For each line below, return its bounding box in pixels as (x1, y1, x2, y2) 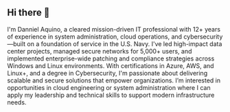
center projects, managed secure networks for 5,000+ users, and (7, 47, 192, 55)
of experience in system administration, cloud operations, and (7, 32, 183, 41)
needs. (7, 98, 27, 107)
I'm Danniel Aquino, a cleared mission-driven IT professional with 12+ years (7, 25, 221, 33)
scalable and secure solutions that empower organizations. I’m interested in (7, 76, 221, 85)
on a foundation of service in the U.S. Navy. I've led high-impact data (27, 39, 222, 48)
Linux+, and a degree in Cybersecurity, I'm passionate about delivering (7, 69, 208, 77)
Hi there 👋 (7, 7, 50, 19)
